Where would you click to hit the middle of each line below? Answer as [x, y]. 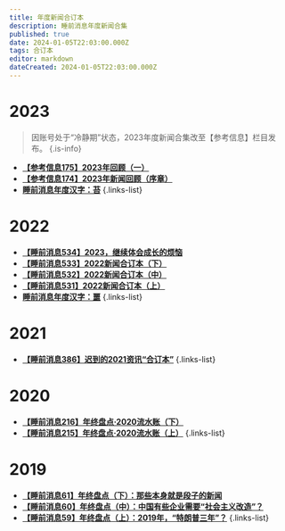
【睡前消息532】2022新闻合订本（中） [94, 274]
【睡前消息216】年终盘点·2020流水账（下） [103, 421]
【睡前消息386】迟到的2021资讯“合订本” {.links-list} [119, 359]
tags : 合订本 [31, 51]
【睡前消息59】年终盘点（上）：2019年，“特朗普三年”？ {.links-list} [146, 518]
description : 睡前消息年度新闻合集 [68, 26]
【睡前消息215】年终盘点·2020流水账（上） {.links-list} [123, 433]
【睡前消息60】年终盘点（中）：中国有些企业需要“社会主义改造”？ [143, 506]
